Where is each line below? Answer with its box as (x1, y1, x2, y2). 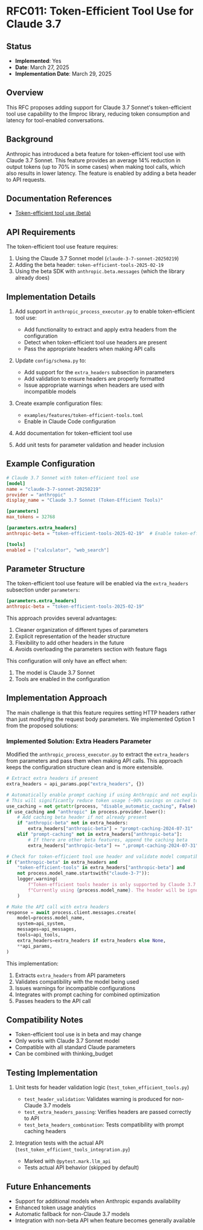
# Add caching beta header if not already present (17, 814, 147, 821)
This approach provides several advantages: (6, 614, 117, 622)
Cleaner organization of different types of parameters (14, 627, 149, 634)
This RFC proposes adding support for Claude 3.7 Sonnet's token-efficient (6, 104, 192, 111)
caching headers (24, 1128, 66, 1135)
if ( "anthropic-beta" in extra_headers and (6, 859, 118, 865)
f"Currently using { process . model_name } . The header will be (28, 887, 185, 893)
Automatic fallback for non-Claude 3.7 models (14, 1210, 130, 1217)
